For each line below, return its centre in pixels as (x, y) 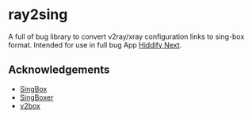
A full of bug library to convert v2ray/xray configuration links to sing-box (126, 36)
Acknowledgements (59, 70)
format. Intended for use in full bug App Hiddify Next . (95, 44)
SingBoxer (36, 97)
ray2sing (38, 15)
